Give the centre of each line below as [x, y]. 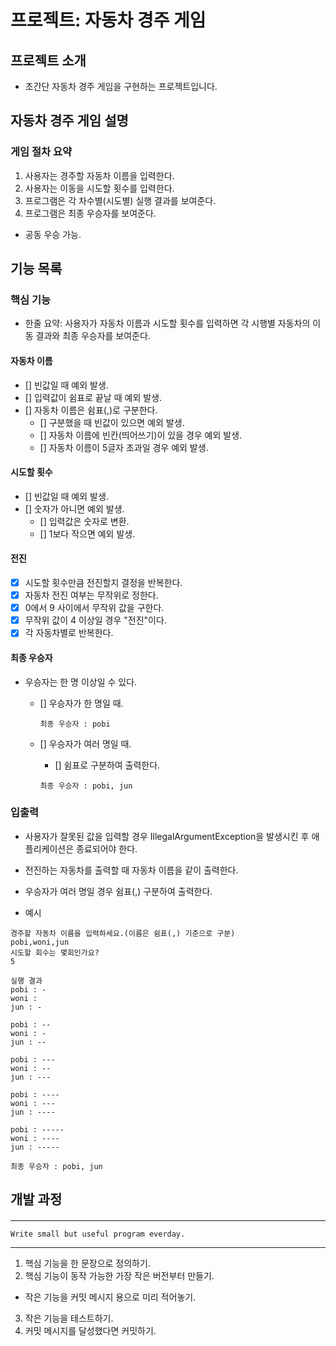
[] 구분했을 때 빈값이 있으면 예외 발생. [112, 422]
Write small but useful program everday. [98, 1234]
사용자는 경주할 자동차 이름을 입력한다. [99, 175]
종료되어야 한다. [107, 848]
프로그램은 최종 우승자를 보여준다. [90, 213]
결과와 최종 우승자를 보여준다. [93, 336]
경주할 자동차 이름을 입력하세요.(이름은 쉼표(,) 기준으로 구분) [123, 933]
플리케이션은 [49, 848]
